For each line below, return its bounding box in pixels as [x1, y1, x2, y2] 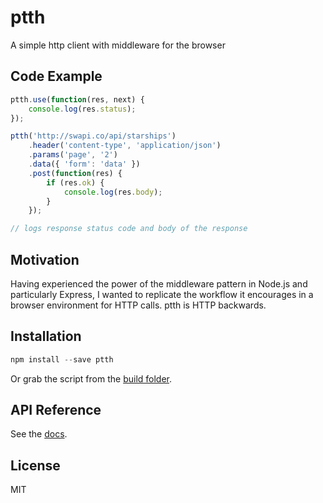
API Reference [10, 402, 102, 419]
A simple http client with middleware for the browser [10, 39, 226, 51]
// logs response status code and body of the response [10, 224, 248, 234]
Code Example [10, 68, 103, 85]
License [10, 457, 61, 474]
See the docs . [10, 428, 68, 440]
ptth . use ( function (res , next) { [10, 94, 145, 105]
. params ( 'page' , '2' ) [28, 150, 118, 160]
